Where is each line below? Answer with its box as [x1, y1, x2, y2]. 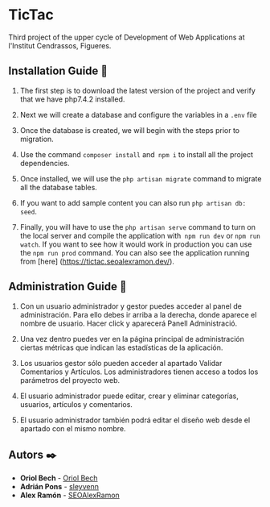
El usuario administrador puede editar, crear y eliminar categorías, [19, 391, 239, 401]
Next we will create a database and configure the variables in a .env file [19, 110, 257, 119]
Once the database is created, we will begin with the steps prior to [19, 125, 239, 135]
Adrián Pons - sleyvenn [19, 482, 99, 492]
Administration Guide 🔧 [8, 280, 127, 293]
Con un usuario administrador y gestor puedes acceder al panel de [19, 301, 243, 311]
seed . [19, 206, 38, 216]
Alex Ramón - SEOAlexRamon [19, 490, 121, 501]
